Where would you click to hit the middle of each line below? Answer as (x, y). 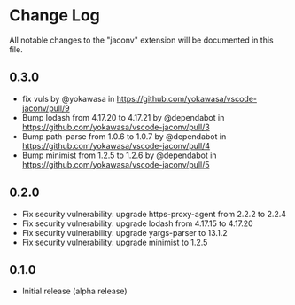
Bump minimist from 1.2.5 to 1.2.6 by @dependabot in (119, 155)
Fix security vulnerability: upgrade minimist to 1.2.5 (115, 242)
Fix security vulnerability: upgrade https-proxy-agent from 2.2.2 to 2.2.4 (154, 214)
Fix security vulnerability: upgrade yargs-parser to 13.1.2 (124, 232)
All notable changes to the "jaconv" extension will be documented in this (141, 40)
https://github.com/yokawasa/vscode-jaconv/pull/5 (116, 164)
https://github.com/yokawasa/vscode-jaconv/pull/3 (116, 127)
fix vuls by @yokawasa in (68, 98)
